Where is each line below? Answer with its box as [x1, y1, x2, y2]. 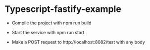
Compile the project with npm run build [11, 20, 92, 26]
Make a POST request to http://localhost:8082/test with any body [11, 39, 146, 45]
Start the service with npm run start [11, 29, 85, 35]
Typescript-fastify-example [4, 3, 122, 15]
